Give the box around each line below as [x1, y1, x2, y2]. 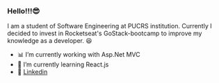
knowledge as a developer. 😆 [7, 37, 92, 45]
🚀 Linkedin [17, 68, 48, 76]
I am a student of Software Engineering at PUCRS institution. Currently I [7, 22, 212, 30]
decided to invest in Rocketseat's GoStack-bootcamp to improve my [7, 29, 202, 37]
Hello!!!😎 [7, 6, 40, 16]
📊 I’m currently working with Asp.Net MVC [17, 50, 140, 59]
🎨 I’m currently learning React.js [17, 60, 109, 68]
